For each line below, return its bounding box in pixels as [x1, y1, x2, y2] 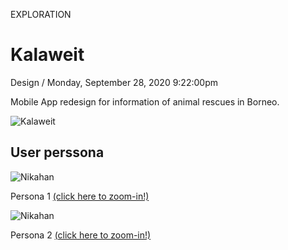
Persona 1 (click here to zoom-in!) [10, 190, 150, 202]
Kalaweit [10, 44, 85, 66]
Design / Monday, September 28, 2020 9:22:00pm [10, 76, 218, 88]
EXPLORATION [10, 9, 72, 20]
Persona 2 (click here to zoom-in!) [10, 229, 152, 241]
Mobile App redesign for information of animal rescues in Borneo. [10, 95, 280, 108]
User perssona [10, 144, 105, 161]
